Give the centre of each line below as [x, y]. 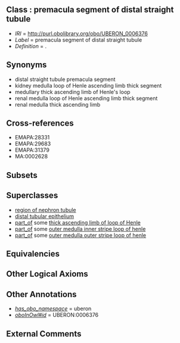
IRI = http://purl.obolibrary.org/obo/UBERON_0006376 [81, 33]
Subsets [22, 175]
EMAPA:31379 [32, 150]
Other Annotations [41, 294]
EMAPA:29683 [33, 144]
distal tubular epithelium [44, 216]
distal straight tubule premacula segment [65, 79]
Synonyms [27, 65]
